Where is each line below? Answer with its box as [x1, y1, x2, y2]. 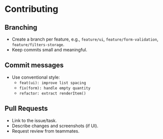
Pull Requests [4, 104, 48, 113]
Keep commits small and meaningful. [11, 47, 88, 52]
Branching [4, 23, 38, 32]
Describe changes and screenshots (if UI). [11, 123, 99, 129]
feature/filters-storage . [11, 42, 65, 47]
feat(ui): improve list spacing [19, 80, 86, 85]
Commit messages [4, 61, 64, 70]
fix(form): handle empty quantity [19, 86, 91, 91]
